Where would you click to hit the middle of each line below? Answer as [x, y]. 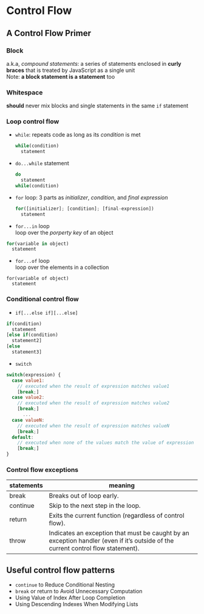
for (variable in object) [38, 244]
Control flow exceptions [42, 469]
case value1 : [28, 380]
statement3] [27, 352]
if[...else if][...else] [46, 313]
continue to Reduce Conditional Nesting [65, 585]
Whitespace [25, 92]
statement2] [27, 341]
